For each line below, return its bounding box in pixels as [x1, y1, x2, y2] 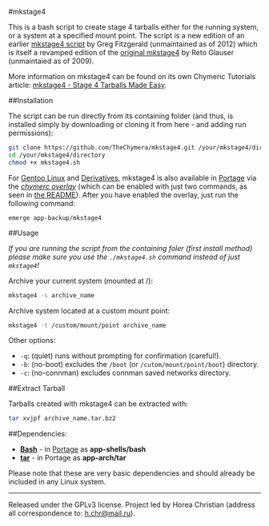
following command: [8, 198, 76, 208]
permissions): [8, 128, 54, 137]
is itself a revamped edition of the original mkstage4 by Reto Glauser [8, 48, 235, 57]
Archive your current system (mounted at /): [8, 276, 154, 285]
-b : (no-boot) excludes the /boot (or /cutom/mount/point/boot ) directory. [19, 360, 259, 369]
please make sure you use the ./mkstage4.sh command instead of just [8, 252, 240, 261]
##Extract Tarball [8, 384, 66, 393]
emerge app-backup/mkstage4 [8, 213, 102, 222]
